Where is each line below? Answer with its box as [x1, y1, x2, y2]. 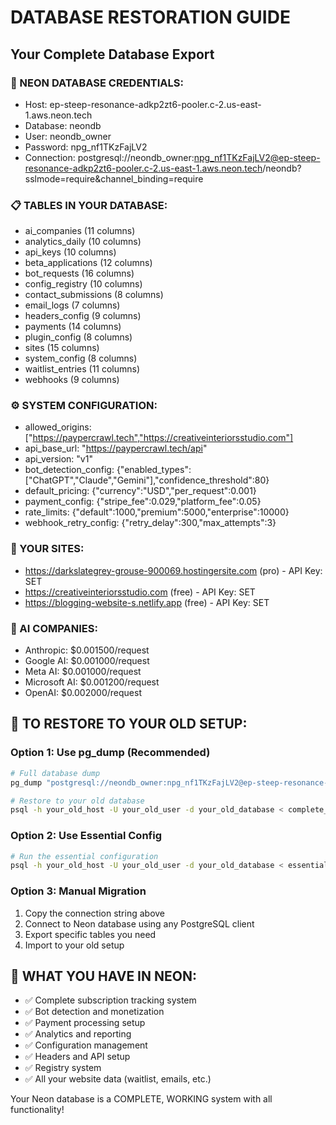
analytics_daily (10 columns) [24, 236, 142, 248]
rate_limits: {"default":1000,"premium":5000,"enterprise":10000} [24, 506, 290, 518]
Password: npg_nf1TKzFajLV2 [24, 141, 148, 153]
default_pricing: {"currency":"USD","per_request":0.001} [24, 485, 257, 497]
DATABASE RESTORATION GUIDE [10, 6, 291, 29]
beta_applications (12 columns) [24, 257, 153, 269]
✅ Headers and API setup [24, 1051, 131, 1063]
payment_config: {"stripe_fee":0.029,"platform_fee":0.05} [24, 496, 262, 508]
